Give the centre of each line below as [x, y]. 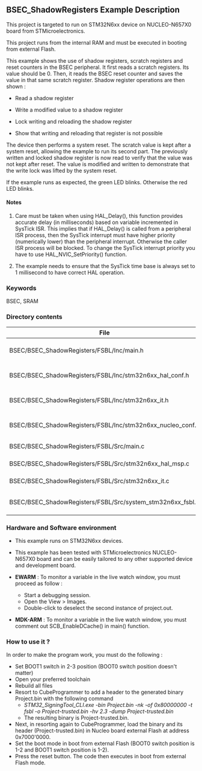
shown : [16, 86]
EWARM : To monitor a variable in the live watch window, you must [98, 577]
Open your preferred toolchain [53, 679]
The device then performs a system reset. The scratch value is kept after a [99, 145]
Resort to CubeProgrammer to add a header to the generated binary [99, 692]
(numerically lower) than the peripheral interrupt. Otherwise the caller [101, 242]
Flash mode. [30, 763]
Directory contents [35, 317]
